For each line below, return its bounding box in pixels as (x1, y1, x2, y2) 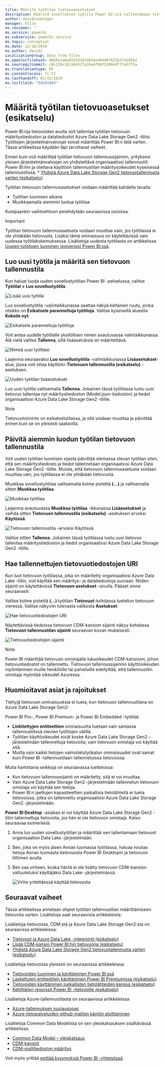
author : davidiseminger (5, 16, 54, 21)
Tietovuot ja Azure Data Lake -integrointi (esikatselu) (12, 936, 119, 942)
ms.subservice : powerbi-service (5, 35, 71, 40)
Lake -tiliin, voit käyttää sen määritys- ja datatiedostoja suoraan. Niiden (5, 578, 149, 583)
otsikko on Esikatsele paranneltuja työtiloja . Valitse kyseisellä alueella (5, 308, 148, 314)
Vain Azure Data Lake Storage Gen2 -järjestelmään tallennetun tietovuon (12, 779, 159, 785)
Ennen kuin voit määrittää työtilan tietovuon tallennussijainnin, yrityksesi (5, 154, 151, 160)
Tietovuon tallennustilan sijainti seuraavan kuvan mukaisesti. (5, 627, 131, 633)
